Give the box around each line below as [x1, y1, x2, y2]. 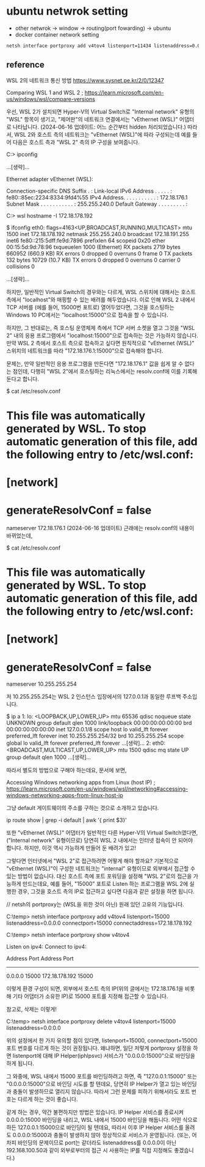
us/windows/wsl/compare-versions [6, 95, 96, 102]
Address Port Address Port [6, 955, 74, 962]
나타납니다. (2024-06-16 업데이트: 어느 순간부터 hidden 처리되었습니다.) [12, 123, 186, 131]
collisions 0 [6, 262, 35, 270]
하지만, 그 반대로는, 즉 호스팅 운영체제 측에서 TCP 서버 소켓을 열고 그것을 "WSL [6, 324, 195, 331]
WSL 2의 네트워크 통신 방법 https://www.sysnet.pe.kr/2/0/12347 [6, 76, 165, 84]
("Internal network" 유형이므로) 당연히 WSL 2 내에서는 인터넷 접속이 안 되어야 [6, 837, 193, 844]
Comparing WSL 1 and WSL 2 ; [6, 88, 84, 96]
